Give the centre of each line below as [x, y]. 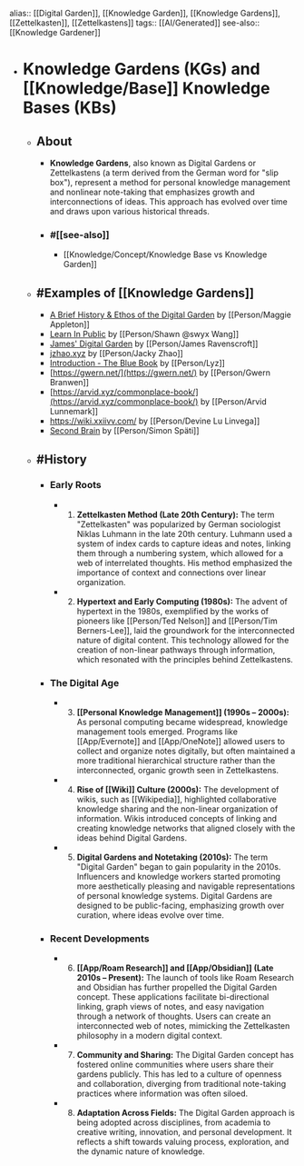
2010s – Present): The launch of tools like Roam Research [186, 978]
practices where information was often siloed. [162, 1093]
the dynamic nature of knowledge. [141, 1151]
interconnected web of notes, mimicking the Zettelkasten [183, 1026]
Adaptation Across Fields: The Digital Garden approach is [186, 1113]
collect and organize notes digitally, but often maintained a [186, 751]
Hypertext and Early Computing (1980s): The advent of [182, 601]
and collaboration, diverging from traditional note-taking [181, 1084]
